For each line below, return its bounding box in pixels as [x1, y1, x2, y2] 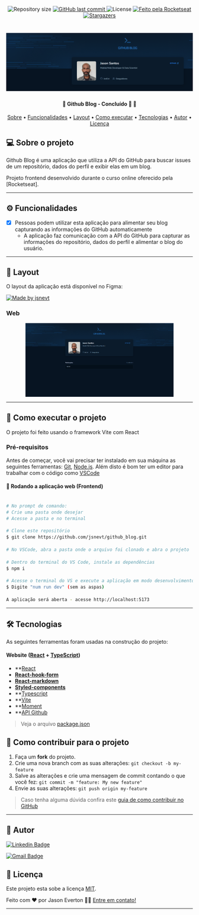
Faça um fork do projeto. [14, 753, 76, 760]
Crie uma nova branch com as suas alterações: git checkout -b [14, 759, 171, 766]
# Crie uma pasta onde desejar [6, 509, 84, 515]
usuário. [23, 245, 44, 252]
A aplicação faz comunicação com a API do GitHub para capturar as [23, 232, 191, 239]
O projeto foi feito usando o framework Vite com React [6, 428, 139, 435]
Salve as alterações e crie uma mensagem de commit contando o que [14, 772, 185, 779]
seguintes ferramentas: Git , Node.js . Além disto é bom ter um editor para [6, 463, 184, 470]
